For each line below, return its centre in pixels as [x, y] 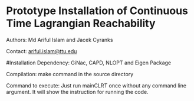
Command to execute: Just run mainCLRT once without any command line [96, 85]
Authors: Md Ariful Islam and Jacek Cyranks [60, 40]
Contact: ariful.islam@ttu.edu [42, 51]
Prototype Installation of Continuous [97, 11]
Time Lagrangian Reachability [81, 23]
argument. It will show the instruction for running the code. [77, 92]
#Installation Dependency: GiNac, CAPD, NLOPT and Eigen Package [89, 63]
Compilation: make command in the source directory [70, 74]
